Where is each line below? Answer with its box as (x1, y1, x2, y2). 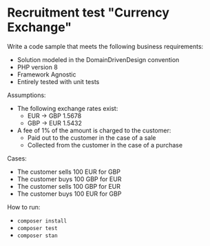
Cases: (7, 154, 28, 163)
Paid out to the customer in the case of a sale (27, 133, 156, 142)
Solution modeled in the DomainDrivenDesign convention (17, 55, 180, 63)
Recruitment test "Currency (7, 5, 170, 21)
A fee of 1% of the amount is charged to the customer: (17, 126, 171, 134)
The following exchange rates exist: (17, 104, 118, 112)
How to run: (7, 203, 41, 211)
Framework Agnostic (17, 70, 76, 79)
